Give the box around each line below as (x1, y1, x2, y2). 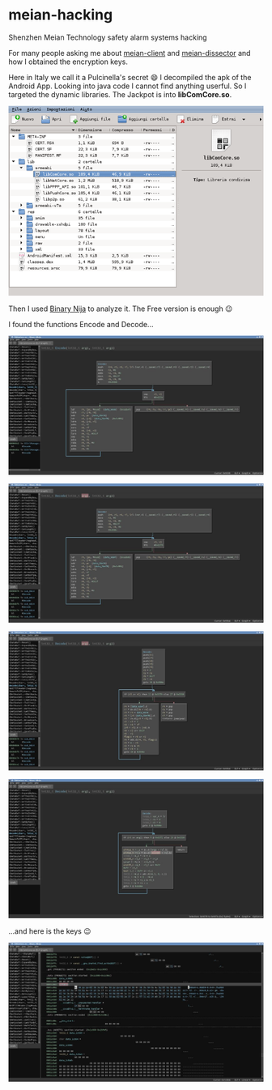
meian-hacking (8, 6, 113, 24)
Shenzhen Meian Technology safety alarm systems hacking (8, 32, 208, 42)
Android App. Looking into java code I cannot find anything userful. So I (8, 81, 247, 91)
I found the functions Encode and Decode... (8, 319, 154, 329)
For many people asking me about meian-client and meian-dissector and (8, 48, 251, 57)
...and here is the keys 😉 (8, 926, 91, 936)
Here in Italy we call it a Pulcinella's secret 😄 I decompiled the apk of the (8, 72, 252, 82)
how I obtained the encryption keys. (8, 57, 128, 66)
